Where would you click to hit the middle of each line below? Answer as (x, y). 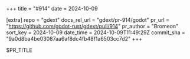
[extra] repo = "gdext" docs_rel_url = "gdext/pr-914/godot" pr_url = (88, 20)
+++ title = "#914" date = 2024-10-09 (52, 9)
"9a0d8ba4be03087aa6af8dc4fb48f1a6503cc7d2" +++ (74, 39)
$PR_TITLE (19, 50)
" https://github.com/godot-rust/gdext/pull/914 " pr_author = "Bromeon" (92, 26)
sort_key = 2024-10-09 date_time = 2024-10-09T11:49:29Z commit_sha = (96, 32)
